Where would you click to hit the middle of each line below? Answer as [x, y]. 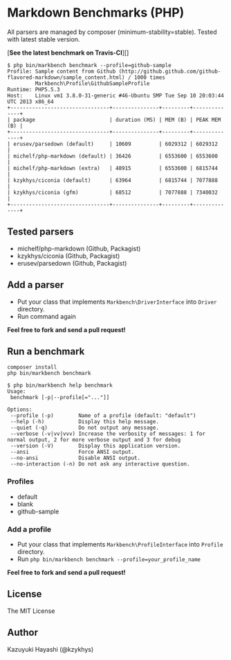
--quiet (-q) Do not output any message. [84, 428]
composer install [32, 367]
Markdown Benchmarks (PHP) [96, 13]
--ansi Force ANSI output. [72, 452]
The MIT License [31, 611]
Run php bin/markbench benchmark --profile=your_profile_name [109, 559]
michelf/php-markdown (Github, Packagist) [79, 248]
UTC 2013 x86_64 [30, 102]
